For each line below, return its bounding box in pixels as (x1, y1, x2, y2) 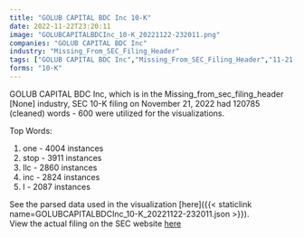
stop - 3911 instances (22, 152, 102, 163)
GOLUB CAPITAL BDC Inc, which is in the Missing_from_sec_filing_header (9, 88, 284, 100)
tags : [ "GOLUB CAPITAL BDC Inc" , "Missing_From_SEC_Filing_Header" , (9, 55, 270, 64)
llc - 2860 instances (22, 162, 98, 173)
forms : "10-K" (9, 64, 63, 73)
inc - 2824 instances (22, 171, 100, 182)
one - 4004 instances (22, 142, 104, 154)
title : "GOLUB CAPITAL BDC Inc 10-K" (9, 13, 152, 23)
